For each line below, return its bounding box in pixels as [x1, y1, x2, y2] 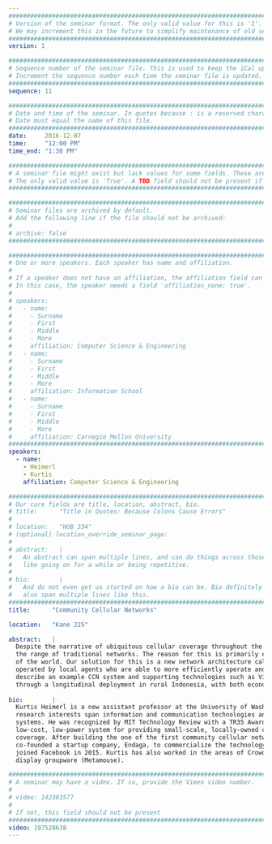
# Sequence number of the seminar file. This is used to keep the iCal [8, 64, 255, 73]
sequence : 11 [8, 87, 53, 95]
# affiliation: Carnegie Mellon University [8, 432, 172, 441]
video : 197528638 [8, 824, 67, 832]
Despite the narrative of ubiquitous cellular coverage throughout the [15, 643, 263, 651]
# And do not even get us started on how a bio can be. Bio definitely [8, 583, 263, 591]
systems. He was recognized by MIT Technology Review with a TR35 [15, 718, 244, 727]
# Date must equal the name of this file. [8, 117, 154, 125]
